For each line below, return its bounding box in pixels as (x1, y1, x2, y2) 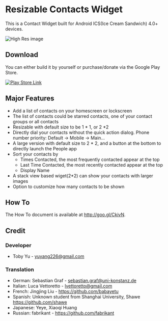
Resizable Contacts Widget (5, 4, 123, 15)
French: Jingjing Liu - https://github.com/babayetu (12, 288, 119, 295)
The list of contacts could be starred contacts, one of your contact (12, 113, 153, 119)
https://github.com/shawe (12, 299, 67, 305)
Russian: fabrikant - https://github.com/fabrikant (12, 310, 115, 316)
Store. (5, 69, 18, 75)
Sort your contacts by (12, 151, 59, 157)
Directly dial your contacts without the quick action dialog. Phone (12, 129, 150, 136)
